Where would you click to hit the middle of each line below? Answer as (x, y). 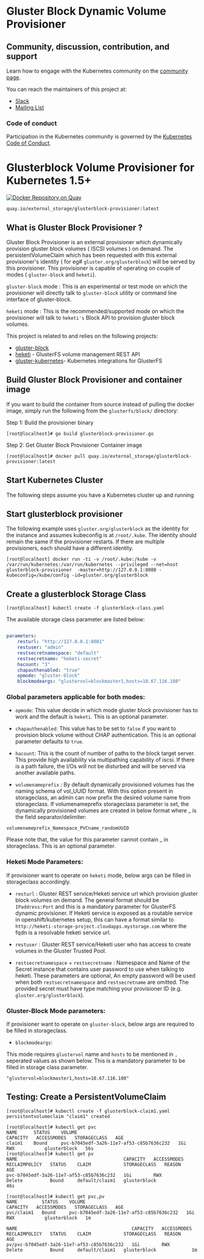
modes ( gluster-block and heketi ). (51, 275)
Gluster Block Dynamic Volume (86, 11)
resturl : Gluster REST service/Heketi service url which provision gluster (106, 893)
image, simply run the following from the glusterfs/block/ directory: (92, 411)
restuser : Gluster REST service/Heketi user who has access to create (103, 944)
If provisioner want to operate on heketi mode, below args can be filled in (99, 875)
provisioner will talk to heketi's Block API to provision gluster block (91, 318)
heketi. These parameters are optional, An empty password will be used (105, 975)
